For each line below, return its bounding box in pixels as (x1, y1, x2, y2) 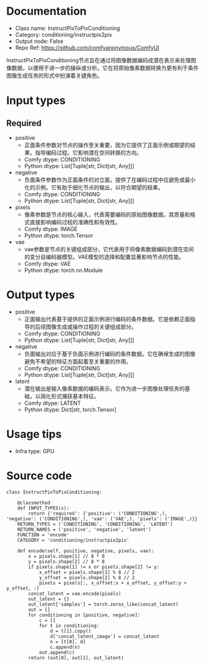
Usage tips (6, 428, 62, 441)
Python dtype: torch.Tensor (24, 231, 93, 239)
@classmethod (17, 500, 51, 506)
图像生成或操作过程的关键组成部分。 (45, 323, 137, 330)
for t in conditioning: (38, 622, 99, 629)
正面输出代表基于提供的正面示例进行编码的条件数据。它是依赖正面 (24, 315, 190, 323)
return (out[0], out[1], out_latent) (28, 655, 124, 661)
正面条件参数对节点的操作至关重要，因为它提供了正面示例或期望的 (24, 141, 190, 148)
